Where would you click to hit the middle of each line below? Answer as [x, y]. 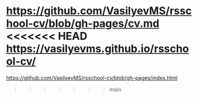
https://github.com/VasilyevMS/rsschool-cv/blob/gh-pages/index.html [92, 78]
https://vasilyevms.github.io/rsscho [98, 49]
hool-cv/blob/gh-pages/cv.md [83, 23]
